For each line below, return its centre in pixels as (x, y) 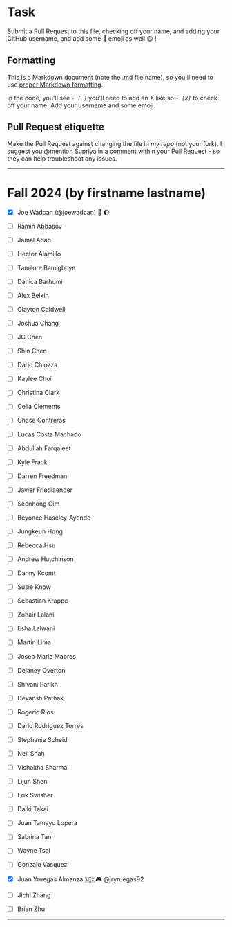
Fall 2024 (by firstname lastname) (106, 193)
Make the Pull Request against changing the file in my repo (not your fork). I (115, 143)
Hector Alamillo (39, 254)
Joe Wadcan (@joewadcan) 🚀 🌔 (64, 212)
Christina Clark (38, 393)
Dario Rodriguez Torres (50, 725)
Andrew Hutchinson (45, 559)
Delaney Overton (41, 670)
